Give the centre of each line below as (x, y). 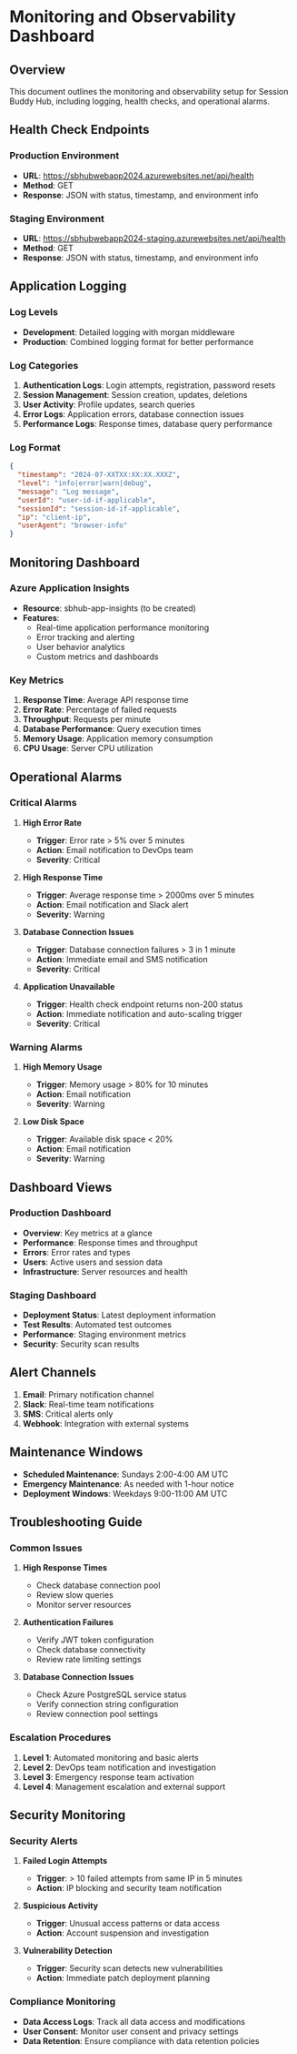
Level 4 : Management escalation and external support (124, 1786)
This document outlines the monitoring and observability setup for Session (149, 92)
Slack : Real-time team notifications (88, 1404)
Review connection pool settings (97, 1714)
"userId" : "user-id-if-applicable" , (87, 500)
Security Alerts (44, 1841)
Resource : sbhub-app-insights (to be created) (109, 608)
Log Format (35, 447)
